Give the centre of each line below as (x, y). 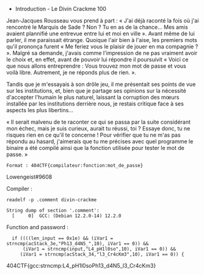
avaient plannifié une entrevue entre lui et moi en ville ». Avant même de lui (101, 34)
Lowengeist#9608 (29, 177)
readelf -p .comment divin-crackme (52, 200)
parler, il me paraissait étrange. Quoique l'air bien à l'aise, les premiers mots (102, 40)
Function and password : (38, 227)
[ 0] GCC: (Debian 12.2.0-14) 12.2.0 (67, 216)
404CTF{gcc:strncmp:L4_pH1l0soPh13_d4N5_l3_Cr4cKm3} (81, 266)
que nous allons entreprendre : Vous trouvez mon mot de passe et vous (96, 66)
